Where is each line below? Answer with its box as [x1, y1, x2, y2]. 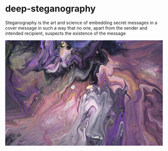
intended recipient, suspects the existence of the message [5, 30, 126, 36]
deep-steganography [5, 3, 96, 15]
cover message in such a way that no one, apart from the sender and [5, 25, 147, 31]
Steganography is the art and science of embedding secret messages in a [5, 20, 157, 26]
